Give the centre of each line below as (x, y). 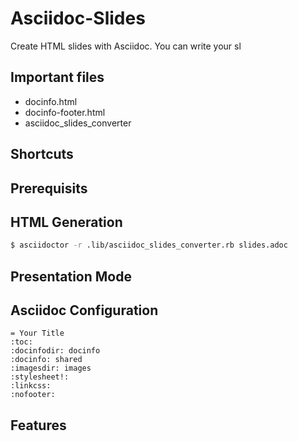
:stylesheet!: (40, 377)
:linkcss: (31, 386)
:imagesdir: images (51, 368)
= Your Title (37, 333)
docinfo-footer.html (65, 112)
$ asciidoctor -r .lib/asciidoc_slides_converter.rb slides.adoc (149, 245)
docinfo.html (51, 101)
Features (38, 425)
